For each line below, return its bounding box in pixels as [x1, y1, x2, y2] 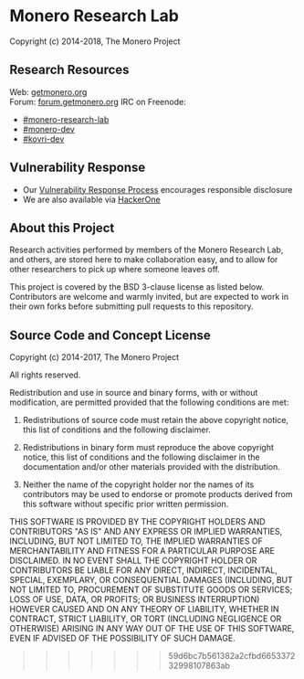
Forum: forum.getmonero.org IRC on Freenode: [9, 96, 186, 107]
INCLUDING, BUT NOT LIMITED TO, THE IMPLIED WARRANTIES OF [9, 536, 263, 546]
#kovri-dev [22, 133, 65, 144]
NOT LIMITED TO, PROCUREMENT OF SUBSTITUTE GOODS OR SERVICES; [9, 584, 293, 595]
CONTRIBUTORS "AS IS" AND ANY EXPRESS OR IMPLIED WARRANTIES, [9, 526, 283, 537]
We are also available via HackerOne [22, 194, 162, 205]
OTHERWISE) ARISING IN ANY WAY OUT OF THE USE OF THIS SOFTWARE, [9, 623, 295, 634]
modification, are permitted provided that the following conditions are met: [9, 397, 289, 408]
